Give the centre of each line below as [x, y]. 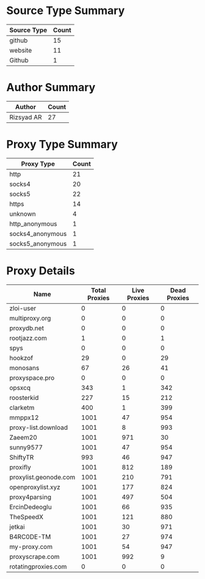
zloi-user [23, 308]
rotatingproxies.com [38, 566]
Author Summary [51, 88]
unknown [23, 213]
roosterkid [24, 397]
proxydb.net [27, 328]
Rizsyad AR [26, 117]
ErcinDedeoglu [31, 507]
